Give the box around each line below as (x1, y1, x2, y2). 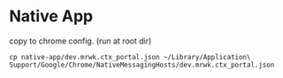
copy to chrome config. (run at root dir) (9, 35, 152, 46)
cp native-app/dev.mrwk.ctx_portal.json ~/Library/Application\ (9, 52, 251, 61)
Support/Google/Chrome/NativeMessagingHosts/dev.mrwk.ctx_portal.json (9, 60, 275, 69)
